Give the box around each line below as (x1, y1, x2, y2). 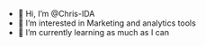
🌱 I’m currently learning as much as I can (17, 27, 169, 37)
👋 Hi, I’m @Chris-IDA (17, 9, 95, 19)
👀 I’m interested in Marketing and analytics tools (17, 18, 196, 28)
